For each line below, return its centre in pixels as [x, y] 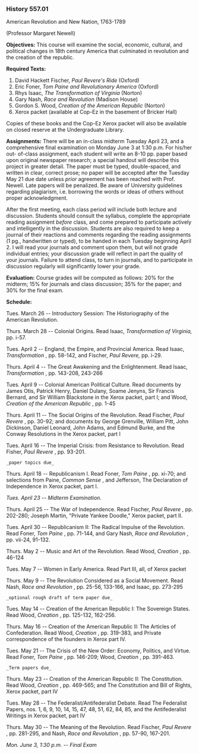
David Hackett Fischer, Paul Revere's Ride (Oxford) [77, 80]
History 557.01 [27, 9]
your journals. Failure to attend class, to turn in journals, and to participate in [99, 260]
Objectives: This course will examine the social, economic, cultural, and [94, 45]
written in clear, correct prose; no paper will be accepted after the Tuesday [98, 173]
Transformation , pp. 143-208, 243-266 [54, 373]
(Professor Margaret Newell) [41, 33]
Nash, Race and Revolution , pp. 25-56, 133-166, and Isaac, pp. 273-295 [94, 587]
